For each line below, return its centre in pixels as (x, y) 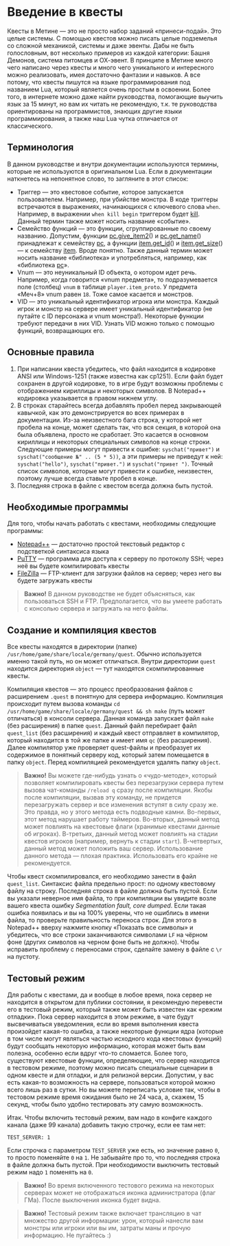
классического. (30, 126)
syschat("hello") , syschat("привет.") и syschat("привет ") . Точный (115, 464)
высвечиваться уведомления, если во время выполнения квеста (103, 1024)
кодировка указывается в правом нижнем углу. (87, 398)
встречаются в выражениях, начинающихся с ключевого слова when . (119, 206)
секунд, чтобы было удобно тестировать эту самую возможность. (105, 1104)
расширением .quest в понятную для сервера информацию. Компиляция (115, 696)
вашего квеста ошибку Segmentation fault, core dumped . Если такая (107, 906)
